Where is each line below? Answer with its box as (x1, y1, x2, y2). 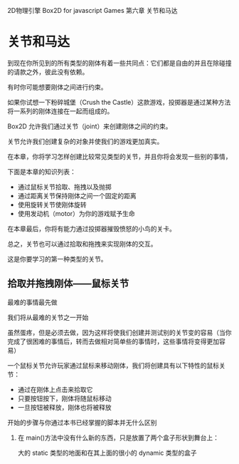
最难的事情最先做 (7, 298, 58, 306)
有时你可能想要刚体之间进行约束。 (7, 83, 107, 91)
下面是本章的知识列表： (7, 167, 76, 176)
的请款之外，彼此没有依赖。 (7, 67, 89, 76)
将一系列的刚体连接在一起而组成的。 (7, 106, 114, 115)
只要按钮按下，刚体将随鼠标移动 (17, 394, 112, 403)
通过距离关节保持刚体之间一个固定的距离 (17, 191, 137, 200)
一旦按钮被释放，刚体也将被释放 (17, 403, 112, 411)
